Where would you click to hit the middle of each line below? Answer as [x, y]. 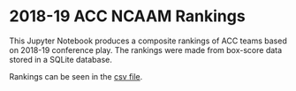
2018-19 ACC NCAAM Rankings [127, 16]
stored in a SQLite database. [61, 59]
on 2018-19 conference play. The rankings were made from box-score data [146, 49]
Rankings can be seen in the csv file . [76, 76]
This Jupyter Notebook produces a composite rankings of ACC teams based [148, 41]
